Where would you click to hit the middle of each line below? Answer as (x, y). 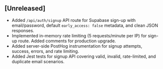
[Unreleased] (25, 9)
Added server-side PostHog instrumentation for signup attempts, (77, 46)
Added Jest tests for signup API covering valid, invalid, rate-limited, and (84, 56)
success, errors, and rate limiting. (45, 51)
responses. (23, 30)
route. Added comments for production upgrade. (67, 41)
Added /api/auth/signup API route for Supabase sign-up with (74, 20)
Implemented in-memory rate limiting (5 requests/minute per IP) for (79, 35)
